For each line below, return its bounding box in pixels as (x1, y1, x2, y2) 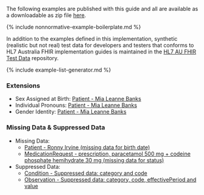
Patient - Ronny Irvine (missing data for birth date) (24, 143, 150, 151)
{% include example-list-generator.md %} (6, 66, 111, 74)
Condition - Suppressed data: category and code (24, 169, 148, 177)
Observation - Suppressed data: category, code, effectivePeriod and (24, 176, 197, 183)
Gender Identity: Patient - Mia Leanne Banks (15, 108, 127, 115)
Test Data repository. (6, 55, 59, 61)
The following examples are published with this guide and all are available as (6, 5, 199, 12)
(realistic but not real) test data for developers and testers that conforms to (6, 42, 194, 49)
